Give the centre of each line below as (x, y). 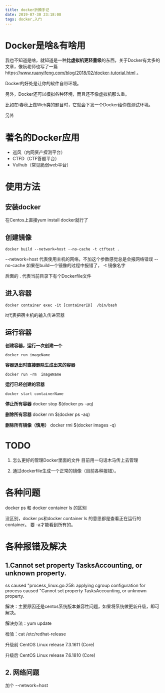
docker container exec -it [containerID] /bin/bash (61, 305)
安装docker (23, 207)
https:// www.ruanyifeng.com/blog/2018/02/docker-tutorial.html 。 (73, 73)
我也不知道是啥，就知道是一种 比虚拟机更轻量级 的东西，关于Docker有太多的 (83, 60)
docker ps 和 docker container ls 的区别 (46, 508)
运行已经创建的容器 (25, 384)
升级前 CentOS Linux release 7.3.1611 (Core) (50, 644)
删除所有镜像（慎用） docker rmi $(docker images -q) (61, 425)
